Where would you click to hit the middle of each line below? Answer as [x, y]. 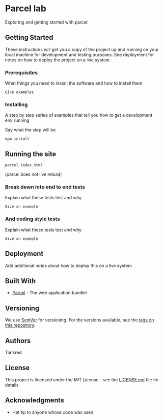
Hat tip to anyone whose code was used [53, 412]
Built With [20, 281]
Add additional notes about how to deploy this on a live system [68, 265]
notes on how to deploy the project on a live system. [58, 60]
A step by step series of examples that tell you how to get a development [79, 115]
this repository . [20, 325]
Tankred [14, 352]
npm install [17, 139]
